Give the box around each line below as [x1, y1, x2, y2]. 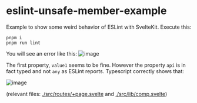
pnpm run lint [6, 40, 41, 46]
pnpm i [6, 35, 22, 40]
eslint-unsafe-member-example [6, 4, 167, 18]
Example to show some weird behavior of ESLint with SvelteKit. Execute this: [6, 23, 192, 30]
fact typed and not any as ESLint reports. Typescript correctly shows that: [6, 67, 184, 74]
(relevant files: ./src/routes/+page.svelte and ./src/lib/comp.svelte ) [6, 90, 168, 97]
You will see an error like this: [6, 50, 78, 57]
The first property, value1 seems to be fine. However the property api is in [6, 61, 186, 68]
